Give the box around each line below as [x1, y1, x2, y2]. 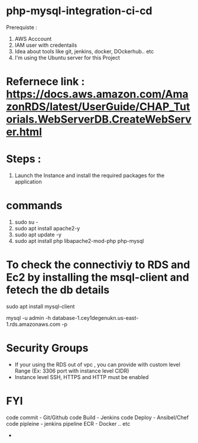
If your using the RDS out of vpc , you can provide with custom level [14, 361, 180, 368]
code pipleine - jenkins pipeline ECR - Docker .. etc [6, 420, 131, 427]
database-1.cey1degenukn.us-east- [52, 314, 139, 321]
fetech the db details [6, 283, 110, 297]
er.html [6, 126, 43, 139]
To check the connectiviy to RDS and [6, 258, 190, 272]
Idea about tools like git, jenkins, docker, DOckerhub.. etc [14, 47, 154, 54]
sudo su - [14, 219, 38, 226]
